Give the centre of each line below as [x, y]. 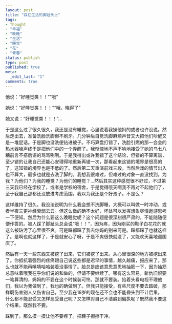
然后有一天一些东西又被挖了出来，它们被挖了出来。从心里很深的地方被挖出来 [86, 254]
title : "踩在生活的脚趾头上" [33, 15]
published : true [23, 67]
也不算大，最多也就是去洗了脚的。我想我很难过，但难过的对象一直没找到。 [84, 174]
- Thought [16, 24]
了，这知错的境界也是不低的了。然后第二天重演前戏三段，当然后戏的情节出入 [86, 168]
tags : [11, 19]
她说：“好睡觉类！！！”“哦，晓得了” [43, 108]
